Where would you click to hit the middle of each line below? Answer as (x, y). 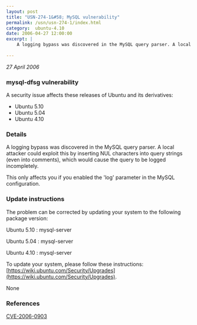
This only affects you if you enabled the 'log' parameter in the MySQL (91, 177)
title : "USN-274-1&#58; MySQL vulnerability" (63, 17)
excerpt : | (19, 39)
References (23, 303)
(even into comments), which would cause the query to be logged (86, 160)
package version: (27, 218)
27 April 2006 (23, 67)
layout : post (22, 12)
